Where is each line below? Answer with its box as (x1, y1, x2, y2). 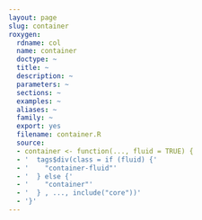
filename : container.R (16, 130, 101, 139)
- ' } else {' (16, 172, 74, 180)
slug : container (8, 22, 69, 31)
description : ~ (16, 72, 74, 81)
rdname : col (16, 38, 62, 48)
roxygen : (8, 30, 41, 39)
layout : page (8, 13, 57, 22)
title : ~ (16, 64, 49, 73)
